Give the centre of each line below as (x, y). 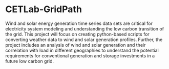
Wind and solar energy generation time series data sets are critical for (79, 23)
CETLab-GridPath (44, 9)
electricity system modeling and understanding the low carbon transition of (85, 28)
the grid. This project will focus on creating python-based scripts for (77, 34)
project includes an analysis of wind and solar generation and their (76, 45)
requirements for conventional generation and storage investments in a (80, 56)
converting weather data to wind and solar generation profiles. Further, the (84, 40)
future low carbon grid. (30, 61)
